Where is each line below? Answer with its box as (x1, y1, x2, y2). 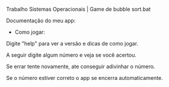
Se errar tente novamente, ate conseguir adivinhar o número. (6, 63, 155, 70)
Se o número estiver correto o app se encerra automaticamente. (6, 75, 163, 81)
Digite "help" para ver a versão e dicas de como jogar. (6, 40, 138, 47)
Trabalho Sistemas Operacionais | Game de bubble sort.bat (6, 6, 151, 12)
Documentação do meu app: (6, 17, 76, 24)
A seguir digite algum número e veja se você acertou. (6, 51, 137, 59)
